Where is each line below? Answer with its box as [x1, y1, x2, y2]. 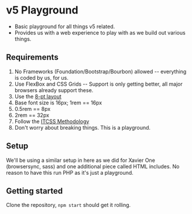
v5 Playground [6, 4, 78, 17]
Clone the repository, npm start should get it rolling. [6, 202, 131, 209]
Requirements [6, 52, 59, 62]
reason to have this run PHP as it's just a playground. [6, 169, 133, 176]
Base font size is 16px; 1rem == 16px [14, 99, 102, 106]
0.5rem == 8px [14, 105, 51, 112]
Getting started [6, 186, 63, 196]
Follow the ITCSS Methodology [14, 118, 90, 125]
